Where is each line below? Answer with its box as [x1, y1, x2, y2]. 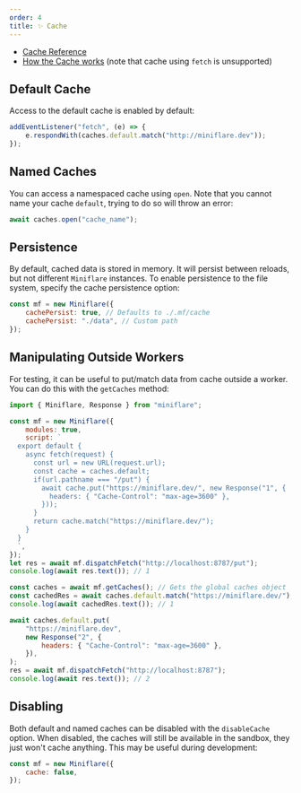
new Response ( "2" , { [25, 632, 102, 641]
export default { [17, 441, 82, 451]
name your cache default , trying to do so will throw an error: [9, 197, 234, 208]
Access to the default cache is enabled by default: [9, 105, 195, 117]
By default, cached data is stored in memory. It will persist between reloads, [9, 264, 289, 274]
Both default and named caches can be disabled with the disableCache [9, 723, 271, 734]
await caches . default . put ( [9, 615, 110, 624]
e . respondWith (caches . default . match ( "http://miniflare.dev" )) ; [25, 131, 267, 140]
